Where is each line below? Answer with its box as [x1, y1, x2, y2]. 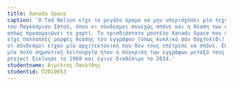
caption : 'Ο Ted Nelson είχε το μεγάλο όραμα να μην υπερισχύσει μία [7, 17, 213, 24]
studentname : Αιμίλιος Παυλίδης [7, 62, 101, 69]
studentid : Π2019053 [7, 68, 67, 75]
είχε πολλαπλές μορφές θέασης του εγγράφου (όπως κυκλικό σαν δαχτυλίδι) [7, 36, 225, 43]
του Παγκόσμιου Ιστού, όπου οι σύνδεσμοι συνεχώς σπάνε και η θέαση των [7, 23, 222, 30]
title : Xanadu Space [7, 10, 67, 17]
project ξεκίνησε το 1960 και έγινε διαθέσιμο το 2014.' [7, 55, 175, 62]
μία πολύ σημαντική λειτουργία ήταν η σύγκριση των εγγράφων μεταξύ [7, 49, 209, 56]
